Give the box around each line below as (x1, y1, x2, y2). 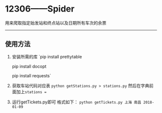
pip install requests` (12, 72, 52, 78)
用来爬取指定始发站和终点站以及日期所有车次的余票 (5, 20, 107, 26)
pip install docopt (12, 63, 47, 69)
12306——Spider (5, 3, 75, 14)
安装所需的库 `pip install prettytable (12, 54, 82, 59)
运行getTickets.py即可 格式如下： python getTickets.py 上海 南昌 (12, 99, 141, 105)
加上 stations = (16, 88, 47, 95)
